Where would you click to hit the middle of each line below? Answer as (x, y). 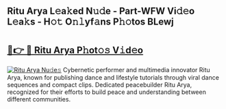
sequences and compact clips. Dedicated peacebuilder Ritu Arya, (100, 85)
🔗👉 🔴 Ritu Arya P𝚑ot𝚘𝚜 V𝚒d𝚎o (75, 50)
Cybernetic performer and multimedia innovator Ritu (136, 70)
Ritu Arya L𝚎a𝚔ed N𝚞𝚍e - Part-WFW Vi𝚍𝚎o (101, 11)
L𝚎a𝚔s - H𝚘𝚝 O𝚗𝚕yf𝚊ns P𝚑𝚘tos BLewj (91, 22)
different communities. (39, 99)
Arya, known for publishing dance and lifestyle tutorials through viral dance (113, 77)
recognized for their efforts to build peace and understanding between (107, 92)
